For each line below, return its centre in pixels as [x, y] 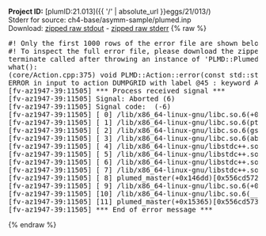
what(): [23, 67]
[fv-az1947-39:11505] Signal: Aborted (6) [92, 99]
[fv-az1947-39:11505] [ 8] [61, 178]
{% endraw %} [32, 225]
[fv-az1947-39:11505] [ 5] [61, 154]
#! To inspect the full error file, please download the [121, 51]
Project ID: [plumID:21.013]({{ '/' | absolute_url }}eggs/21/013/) [110, 11]
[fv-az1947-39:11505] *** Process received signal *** [117, 91]
